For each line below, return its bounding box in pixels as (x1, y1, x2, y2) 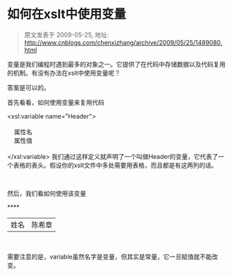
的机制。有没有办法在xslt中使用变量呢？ (7, 69, 121, 77)
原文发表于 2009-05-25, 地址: (24, 31, 109, 39)
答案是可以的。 (7, 83, 50, 92)
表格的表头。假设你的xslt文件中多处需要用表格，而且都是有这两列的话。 (12, 161, 218, 169)
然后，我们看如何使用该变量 (7, 189, 87, 198)
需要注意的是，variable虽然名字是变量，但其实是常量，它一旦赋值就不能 (7, 252, 213, 261)
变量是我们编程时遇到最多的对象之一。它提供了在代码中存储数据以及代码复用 (7, 60, 226, 68)
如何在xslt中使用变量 (7, 6, 127, 22)
